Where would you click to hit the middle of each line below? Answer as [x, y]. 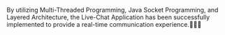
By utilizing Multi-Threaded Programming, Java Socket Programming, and [112, 10]
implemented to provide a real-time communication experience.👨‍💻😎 [104, 24]
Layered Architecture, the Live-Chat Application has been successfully [108, 17]
